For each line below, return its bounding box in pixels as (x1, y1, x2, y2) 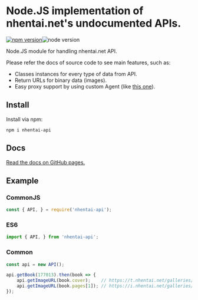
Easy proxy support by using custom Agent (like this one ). (14, 83, 156, 90)
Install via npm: (6, 116, 43, 123)
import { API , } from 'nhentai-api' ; (6, 234, 99, 240)
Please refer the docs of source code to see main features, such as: (6, 59, 171, 66)
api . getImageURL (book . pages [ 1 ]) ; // (16, 283, 107, 289)
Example (6, 176, 39, 186)
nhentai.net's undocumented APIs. (6, 17, 181, 30)
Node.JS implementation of (6, 4, 144, 18)
